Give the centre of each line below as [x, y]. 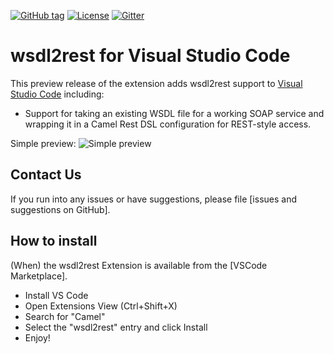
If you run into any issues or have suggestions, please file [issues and [153, 199]
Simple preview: [43, 143]
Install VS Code [56, 295]
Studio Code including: [57, 94]
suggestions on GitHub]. [60, 209]
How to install [54, 241]
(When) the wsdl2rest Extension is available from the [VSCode [139, 265]
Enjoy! [37, 337]
